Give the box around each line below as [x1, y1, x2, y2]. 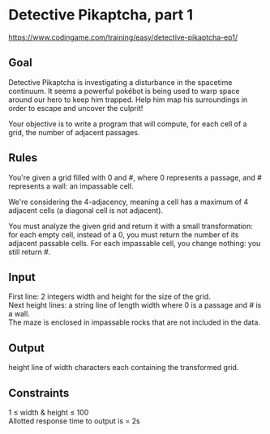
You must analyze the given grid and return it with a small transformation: [8, 221, 254, 231]
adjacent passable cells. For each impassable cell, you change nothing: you [8, 238, 261, 248]
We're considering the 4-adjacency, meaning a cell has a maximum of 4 [8, 197, 249, 206]
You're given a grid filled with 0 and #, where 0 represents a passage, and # [8, 172, 262, 182]
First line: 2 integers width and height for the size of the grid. [8, 291, 211, 301]
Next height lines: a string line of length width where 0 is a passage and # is [8, 300, 262, 310]
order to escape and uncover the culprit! [8, 103, 144, 113]
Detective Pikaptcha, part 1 [8, 6, 193, 24]
